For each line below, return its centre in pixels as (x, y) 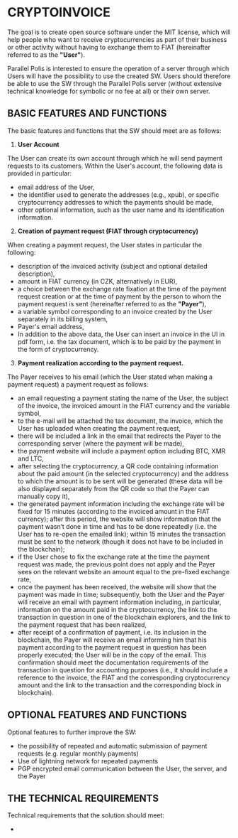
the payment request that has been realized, (82, 624)
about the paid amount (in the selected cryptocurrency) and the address (123, 473)
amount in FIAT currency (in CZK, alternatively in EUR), (97, 281)
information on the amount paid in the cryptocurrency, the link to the (117, 609)
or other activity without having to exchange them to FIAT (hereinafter (109, 47)
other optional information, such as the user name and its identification (121, 210)
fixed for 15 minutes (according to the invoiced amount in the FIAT (114, 511)
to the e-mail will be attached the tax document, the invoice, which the (120, 421)
